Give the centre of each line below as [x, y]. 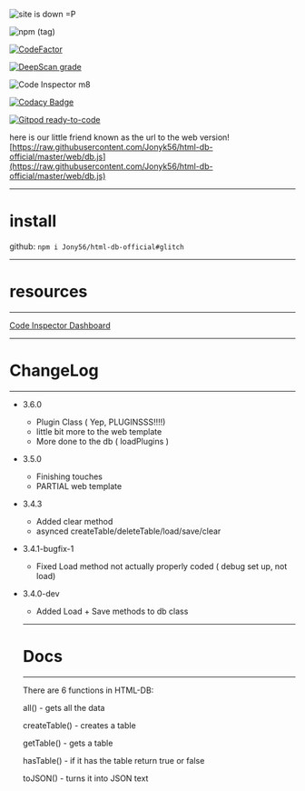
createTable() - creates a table [79, 725]
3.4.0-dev [41, 593]
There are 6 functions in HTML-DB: [88, 690]
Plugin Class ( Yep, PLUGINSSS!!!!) [101, 422]
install [33, 221]
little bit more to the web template [99, 431]
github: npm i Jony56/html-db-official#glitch [97, 246]
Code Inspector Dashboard [60, 325]
